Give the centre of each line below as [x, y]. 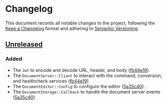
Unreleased [24, 45]
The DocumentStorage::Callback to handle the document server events [86, 92]
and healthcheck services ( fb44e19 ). [51, 81]
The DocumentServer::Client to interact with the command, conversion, [87, 75]
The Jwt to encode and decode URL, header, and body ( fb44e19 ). [81, 70]
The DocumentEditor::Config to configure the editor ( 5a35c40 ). [79, 86]
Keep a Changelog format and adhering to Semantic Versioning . [72, 28]
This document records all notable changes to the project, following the [80, 23]
